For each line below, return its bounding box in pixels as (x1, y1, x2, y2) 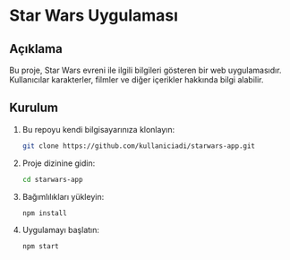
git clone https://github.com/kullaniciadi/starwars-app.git (21, 141, 256, 151)
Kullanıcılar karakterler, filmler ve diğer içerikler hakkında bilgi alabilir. (9, 74, 264, 85)
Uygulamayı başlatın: (21, 225, 100, 236)
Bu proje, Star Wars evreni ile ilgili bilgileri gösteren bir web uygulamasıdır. (9, 65, 282, 75)
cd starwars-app (21, 175, 83, 184)
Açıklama (9, 41, 63, 56)
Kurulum (9, 100, 59, 116)
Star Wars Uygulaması (9, 5, 179, 26)
